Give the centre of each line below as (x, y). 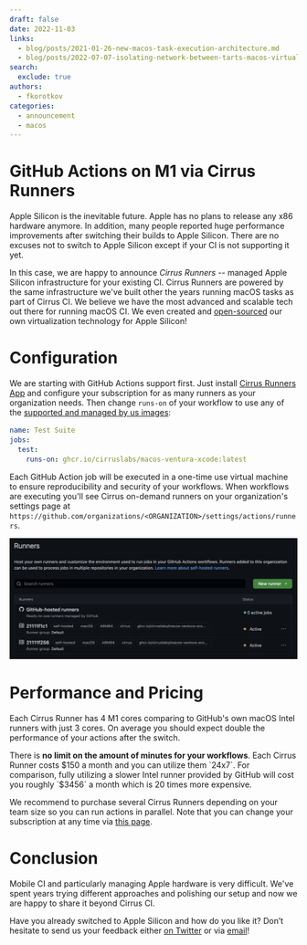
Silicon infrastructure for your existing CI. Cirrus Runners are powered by (147, 282)
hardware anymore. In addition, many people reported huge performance (147, 226)
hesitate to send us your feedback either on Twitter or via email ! (129, 930)
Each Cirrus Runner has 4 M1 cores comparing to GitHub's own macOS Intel (152, 718)
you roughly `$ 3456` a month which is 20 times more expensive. (131, 784)
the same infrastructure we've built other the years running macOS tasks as (152, 292)
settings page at (40, 506)
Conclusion (54, 858)
